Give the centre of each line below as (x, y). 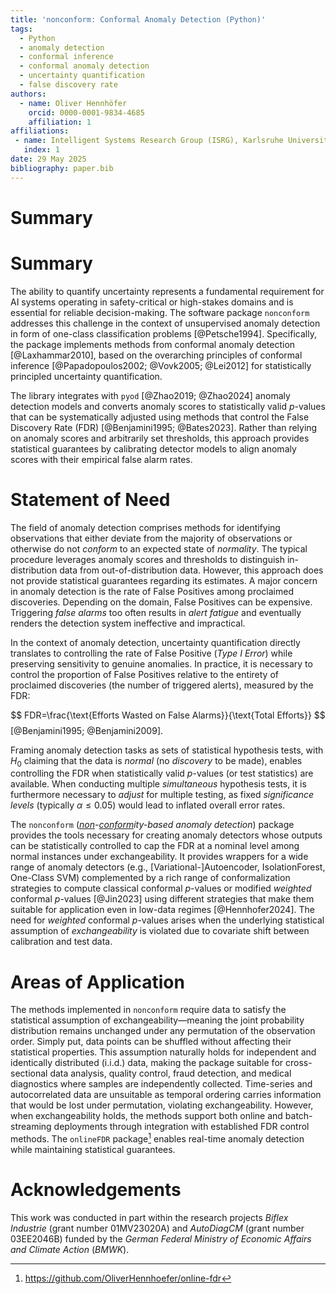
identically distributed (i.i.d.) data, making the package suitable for (147, 1063)
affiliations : (40, 131)
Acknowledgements (96, 1190)
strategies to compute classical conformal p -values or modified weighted (161, 888)
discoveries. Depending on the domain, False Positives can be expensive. (161, 602)
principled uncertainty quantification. (86, 376)
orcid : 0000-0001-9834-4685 (86, 112)
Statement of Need (90, 499)
